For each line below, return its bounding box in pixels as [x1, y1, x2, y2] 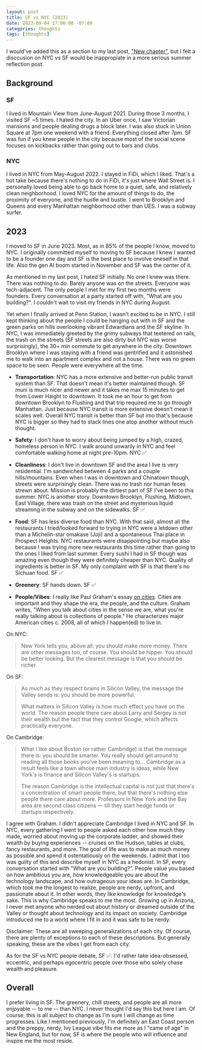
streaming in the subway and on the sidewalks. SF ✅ [14, 505, 145, 513]
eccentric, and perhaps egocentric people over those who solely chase [6, 958, 183, 966]
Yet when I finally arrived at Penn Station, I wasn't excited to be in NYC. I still [6, 310, 195, 317]
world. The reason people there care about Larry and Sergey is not [20, 709, 187, 716]
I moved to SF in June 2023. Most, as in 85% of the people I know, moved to [6, 242, 195, 249]
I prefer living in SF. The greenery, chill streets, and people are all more [6, 998, 182, 1006]
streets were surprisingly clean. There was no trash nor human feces [14, 480, 186, 487]
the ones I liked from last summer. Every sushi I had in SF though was [14, 549, 188, 557]
